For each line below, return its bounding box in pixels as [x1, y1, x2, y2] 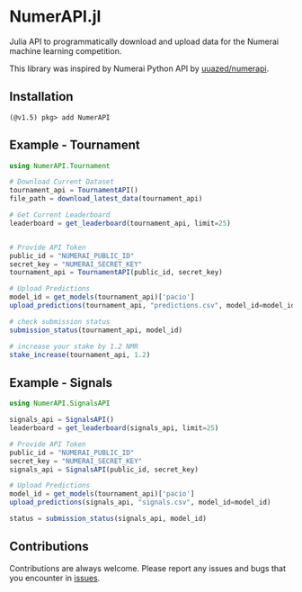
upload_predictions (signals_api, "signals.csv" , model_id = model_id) [9, 498, 271, 507]
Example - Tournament [9, 138, 141, 153]
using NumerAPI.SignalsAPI [9, 399, 111, 408]
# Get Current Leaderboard [9, 211, 111, 220]
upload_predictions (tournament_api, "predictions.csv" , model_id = [9, 301, 263, 310]
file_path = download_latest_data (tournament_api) [9, 194, 203, 203]
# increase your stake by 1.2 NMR [9, 342, 139, 351]
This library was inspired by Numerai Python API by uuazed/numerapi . [9, 63, 270, 74]
